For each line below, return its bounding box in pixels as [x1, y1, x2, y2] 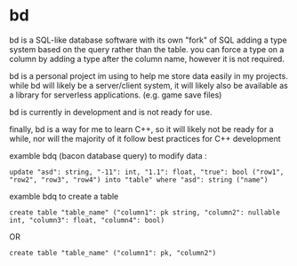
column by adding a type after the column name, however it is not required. [9, 53, 285, 64]
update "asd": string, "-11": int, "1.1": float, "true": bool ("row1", [9, 168, 285, 176]
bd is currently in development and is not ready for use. [9, 106, 213, 117]
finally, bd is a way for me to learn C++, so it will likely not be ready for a [9, 123, 274, 134]
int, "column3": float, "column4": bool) [9, 215, 165, 224]
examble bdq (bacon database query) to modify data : [9, 150, 207, 160]
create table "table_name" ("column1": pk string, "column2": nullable [9, 207, 280, 217]
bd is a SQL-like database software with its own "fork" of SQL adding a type [9, 35, 287, 45]
